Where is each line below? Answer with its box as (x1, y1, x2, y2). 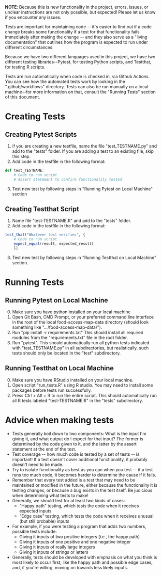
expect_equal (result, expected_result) (14, 241, 94, 246)
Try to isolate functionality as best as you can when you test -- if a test (12, 466, 153, 472)
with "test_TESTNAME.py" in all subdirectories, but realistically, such (12, 345, 149, 351)
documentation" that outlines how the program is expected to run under (5, 39, 148, 45)
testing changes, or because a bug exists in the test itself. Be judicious (12, 487, 152, 493)
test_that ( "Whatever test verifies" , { (5, 232, 86, 237)
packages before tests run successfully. (12, 387, 92, 393)
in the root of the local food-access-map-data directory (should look (12, 319, 149, 325)
